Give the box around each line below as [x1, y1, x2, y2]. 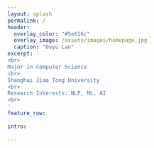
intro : [7, 122, 27, 130]
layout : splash [7, 10, 53, 18]
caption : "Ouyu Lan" [13, 43, 75, 51]
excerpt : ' [7, 51, 40, 58]
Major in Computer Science [7, 63, 87, 70]
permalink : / [7, 17, 46, 24]
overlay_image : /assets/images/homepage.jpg [13, 37, 148, 44]
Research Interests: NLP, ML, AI [7, 90, 106, 97]
